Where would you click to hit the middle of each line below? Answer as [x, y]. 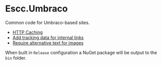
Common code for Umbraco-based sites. [47, 22]
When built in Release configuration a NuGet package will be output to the [81, 52]
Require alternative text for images [48, 42]
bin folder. [16, 57]
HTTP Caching [27, 32]
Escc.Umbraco [36, 9]
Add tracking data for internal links [48, 37]
